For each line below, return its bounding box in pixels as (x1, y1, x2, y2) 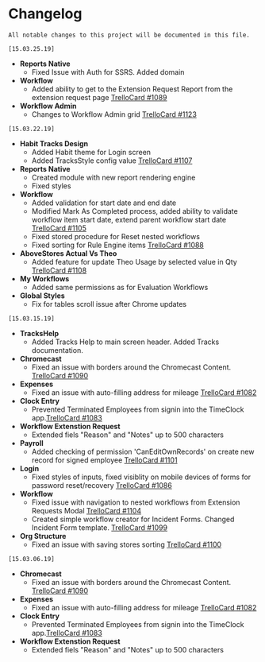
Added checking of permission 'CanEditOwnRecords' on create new (31, 447, 255, 456)
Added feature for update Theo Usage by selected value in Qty (31, 257, 238, 266)
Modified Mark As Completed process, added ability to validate (31, 206, 238, 215)
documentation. (31, 345, 83, 354)
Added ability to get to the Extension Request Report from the (31, 84, 233, 94)
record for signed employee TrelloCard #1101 (31, 455, 178, 465)
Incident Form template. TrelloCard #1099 (31, 522, 168, 532)
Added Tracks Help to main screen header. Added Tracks (31, 337, 220, 346)
